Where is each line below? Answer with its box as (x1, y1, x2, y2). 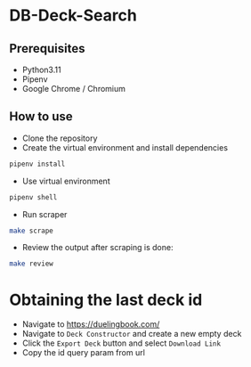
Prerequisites (9, 41, 85, 56)
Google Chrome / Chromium (21, 84, 126, 94)
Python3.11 (21, 64, 61, 75)
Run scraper (21, 208, 68, 219)
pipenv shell (9, 192, 58, 201)
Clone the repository (21, 133, 98, 143)
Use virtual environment (21, 175, 110, 186)
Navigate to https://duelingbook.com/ (21, 319, 160, 330)
